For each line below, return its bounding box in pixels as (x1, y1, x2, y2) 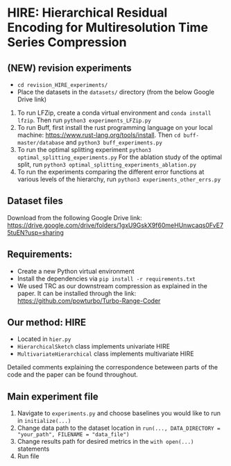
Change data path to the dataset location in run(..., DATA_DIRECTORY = (17, 424, 221, 432)
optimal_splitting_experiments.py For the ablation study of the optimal (17, 153, 222, 161)
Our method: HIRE (7, 317, 87, 328)
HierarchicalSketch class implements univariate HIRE (17, 342, 171, 351)
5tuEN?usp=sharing (7, 228, 64, 237)
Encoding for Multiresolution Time (7, 19, 209, 35)
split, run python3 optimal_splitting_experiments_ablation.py (17, 160, 196, 168)
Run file (17, 452, 40, 460)
